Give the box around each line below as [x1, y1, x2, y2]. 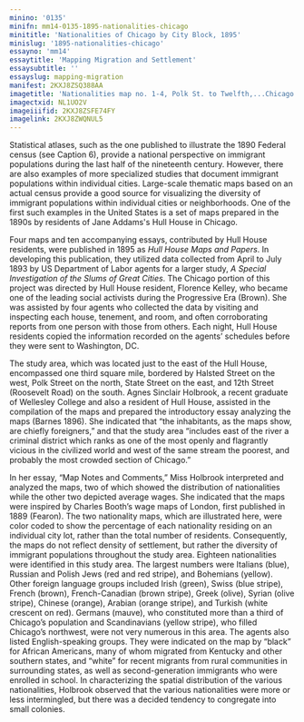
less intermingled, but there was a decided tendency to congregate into [9, 694, 277, 705]
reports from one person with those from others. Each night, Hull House [9, 321, 278, 332]
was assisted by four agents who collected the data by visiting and [9, 302, 259, 313]
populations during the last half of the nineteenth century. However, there [9, 159, 284, 170]
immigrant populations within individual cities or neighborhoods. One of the [9, 197, 291, 209]
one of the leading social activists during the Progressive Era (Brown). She [9, 292, 288, 303]
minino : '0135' [9, 13, 67, 23]
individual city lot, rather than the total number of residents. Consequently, [9, 530, 288, 541]
